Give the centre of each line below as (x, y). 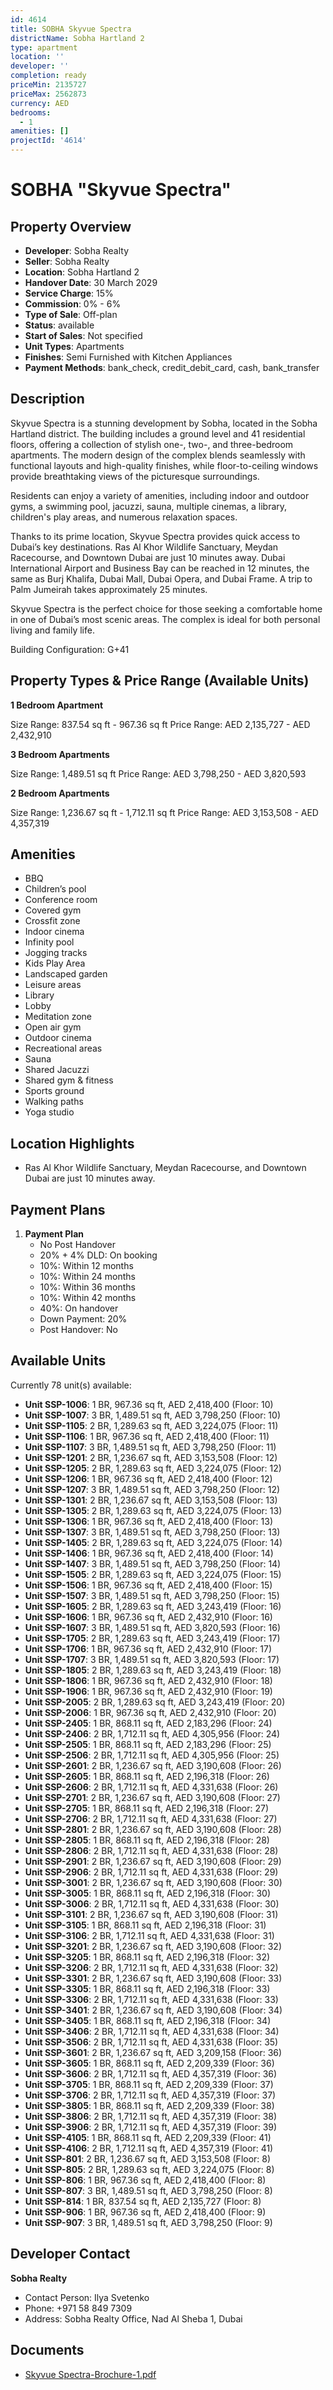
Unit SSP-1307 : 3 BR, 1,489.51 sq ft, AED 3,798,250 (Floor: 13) (152, 1532)
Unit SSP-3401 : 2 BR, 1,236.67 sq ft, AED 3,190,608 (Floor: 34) (153, 2010)
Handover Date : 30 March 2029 (91, 282)
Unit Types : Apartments (74, 346)
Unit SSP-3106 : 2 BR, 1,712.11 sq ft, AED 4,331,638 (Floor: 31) (149, 1935)
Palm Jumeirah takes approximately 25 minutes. (109, 589)
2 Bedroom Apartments (60, 793)
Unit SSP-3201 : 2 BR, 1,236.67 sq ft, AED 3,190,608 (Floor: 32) (153, 1946)
